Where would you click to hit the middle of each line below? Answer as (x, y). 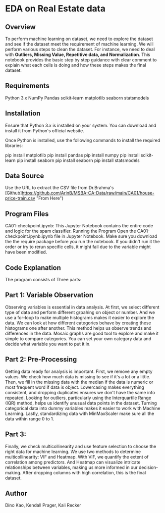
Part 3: (16, 435)
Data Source (25, 176)
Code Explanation (33, 268)
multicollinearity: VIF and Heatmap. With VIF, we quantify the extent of (77, 457)
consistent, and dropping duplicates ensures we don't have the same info (80, 392)
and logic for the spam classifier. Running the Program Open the (71, 231)
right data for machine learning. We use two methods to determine (73, 452)
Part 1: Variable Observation (49, 295)
